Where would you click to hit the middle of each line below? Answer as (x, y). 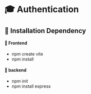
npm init (20, 81)
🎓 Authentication (42, 9)
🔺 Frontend (16, 43)
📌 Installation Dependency (45, 30)
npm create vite (27, 54)
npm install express (31, 86)
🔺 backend (16, 70)
